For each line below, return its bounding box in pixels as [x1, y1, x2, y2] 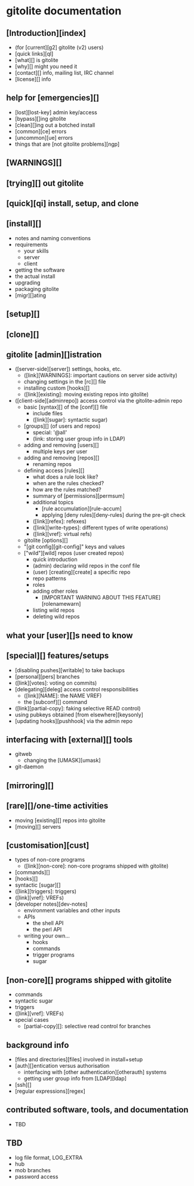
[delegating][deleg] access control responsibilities [14, 685, 138, 692]
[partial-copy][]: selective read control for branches [23, 1023, 151, 1030]
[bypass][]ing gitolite [14, 115, 67, 122]
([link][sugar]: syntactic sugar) [32, 416, 108, 424]
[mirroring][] [6, 780, 54, 790]
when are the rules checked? [32, 480, 104, 487]
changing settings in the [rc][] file [23, 378, 106, 385]
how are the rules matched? [32, 486, 101, 494]
